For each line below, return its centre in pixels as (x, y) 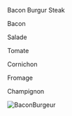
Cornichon (22, 64)
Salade (17, 37)
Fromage (20, 78)
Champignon (26, 91)
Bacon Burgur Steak (36, 10)
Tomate (18, 51)
